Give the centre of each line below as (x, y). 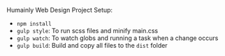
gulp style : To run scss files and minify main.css (87, 31)
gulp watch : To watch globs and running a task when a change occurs (117, 38)
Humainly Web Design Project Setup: (60, 10)
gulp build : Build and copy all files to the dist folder (92, 45)
